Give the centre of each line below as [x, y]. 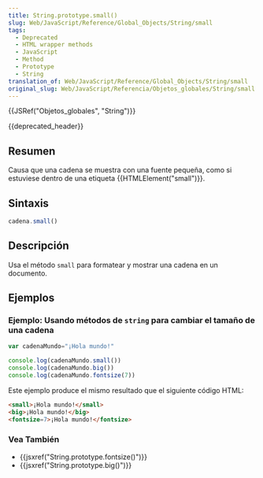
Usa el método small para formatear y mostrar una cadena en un [113, 265]
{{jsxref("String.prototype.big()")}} [76, 465]
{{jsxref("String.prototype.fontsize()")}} [83, 457]
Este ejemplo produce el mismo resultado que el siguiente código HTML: [126, 390]
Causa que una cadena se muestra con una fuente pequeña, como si [120, 170]
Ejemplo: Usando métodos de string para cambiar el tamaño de [132, 320]
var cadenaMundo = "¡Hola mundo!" [61, 346]
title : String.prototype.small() [63, 15]
